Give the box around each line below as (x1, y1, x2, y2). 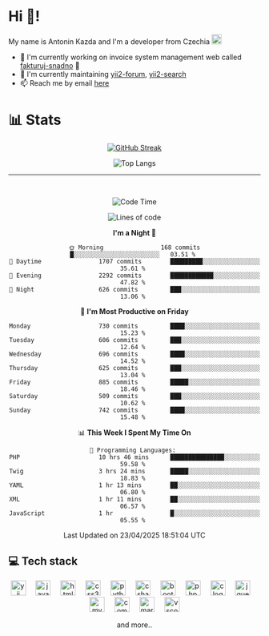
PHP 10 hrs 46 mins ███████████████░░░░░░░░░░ (9, 453, 260, 461)
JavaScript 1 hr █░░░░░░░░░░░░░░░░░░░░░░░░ (9, 509, 260, 517)
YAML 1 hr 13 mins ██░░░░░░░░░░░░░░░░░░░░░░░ (9, 481, 260, 489)
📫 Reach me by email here (19, 78, 110, 87)
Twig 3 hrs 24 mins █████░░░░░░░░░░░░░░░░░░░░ (9, 467, 260, 475)
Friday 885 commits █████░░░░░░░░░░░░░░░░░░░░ (9, 378, 260, 386)
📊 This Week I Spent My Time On (78, 428, 191, 437)
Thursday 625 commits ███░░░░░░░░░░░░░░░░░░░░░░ (9, 364, 260, 372)
